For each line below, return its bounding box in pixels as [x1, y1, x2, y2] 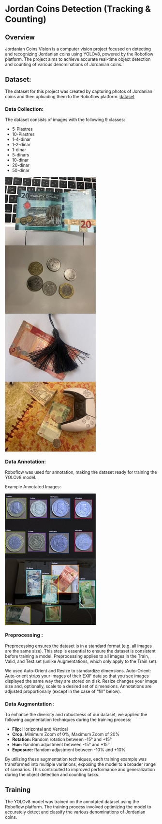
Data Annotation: [5, 458, 46, 465]
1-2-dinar [12, 142, 30, 148]
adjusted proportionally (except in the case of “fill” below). [5, 688, 121, 694]
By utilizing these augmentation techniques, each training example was [5, 756, 147, 762]
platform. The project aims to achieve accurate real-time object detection [5, 56, 151, 62]
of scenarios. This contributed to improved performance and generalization [5, 767, 155, 772]
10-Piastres [12, 131, 35, 137]
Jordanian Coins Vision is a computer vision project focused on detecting [5, 46, 151, 51]
